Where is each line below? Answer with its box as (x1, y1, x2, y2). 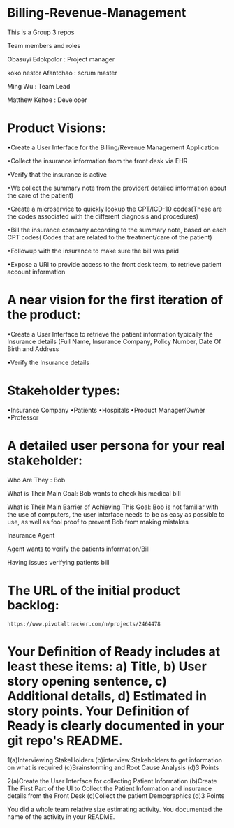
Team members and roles (7, 41, 81, 50)
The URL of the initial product (7, 582, 180, 598)
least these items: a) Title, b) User (7, 658, 207, 674)
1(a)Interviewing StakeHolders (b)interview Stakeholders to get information (7, 755, 222, 764)
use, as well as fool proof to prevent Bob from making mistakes (7, 517, 189, 526)
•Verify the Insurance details (7, 358, 89, 367)
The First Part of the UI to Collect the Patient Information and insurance (7, 784, 212, 792)
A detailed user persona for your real (7, 438, 225, 453)
